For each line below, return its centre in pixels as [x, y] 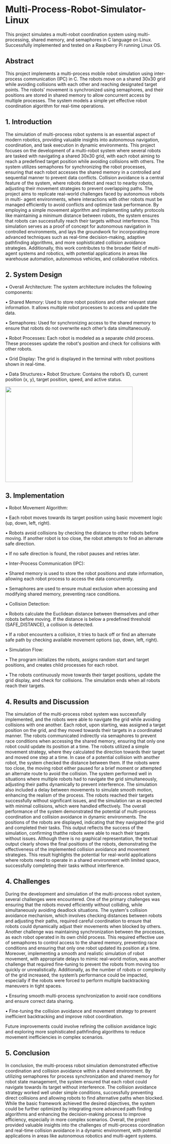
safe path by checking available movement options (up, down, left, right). [82, 640]
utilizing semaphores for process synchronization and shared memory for [82, 1076]
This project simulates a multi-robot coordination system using [71, 34]
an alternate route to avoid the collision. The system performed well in [79, 773]
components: [19, 292]
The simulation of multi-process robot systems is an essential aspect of [80, 134]
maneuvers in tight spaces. [34, 986]
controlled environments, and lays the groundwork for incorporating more [82, 231]
